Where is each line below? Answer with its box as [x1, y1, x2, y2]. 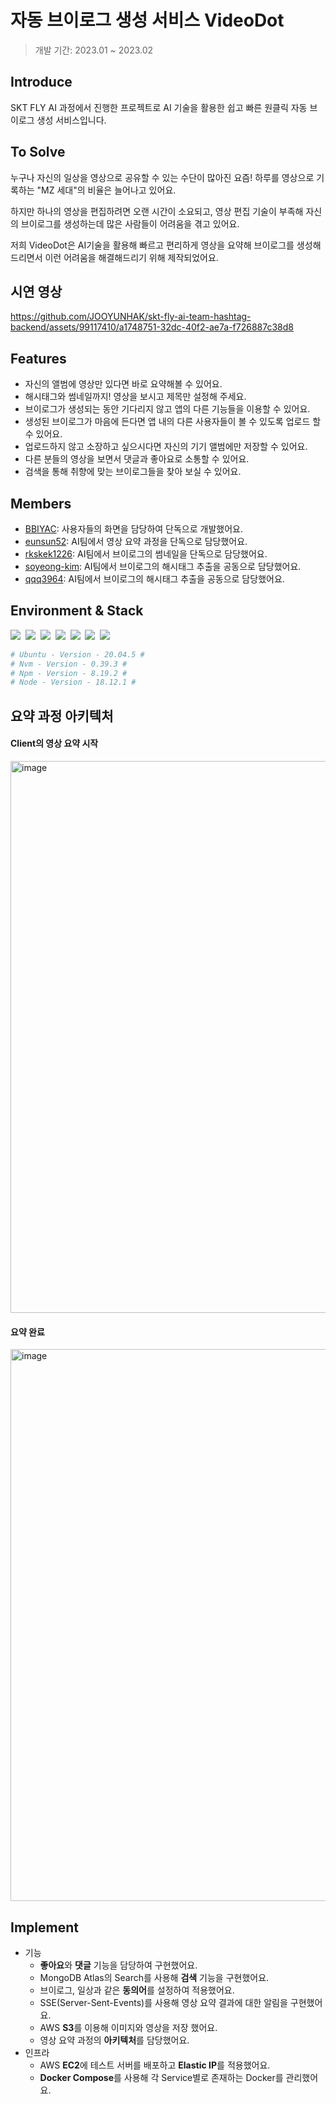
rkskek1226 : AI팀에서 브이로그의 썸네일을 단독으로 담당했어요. [24, 548, 268, 560]
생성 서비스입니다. [36, 114, 107, 126]
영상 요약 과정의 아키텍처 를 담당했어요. [39, 2034, 190, 2046]
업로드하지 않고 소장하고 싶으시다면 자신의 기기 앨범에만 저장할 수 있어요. [24, 441, 308, 453]
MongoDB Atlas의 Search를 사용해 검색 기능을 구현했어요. [39, 1971, 270, 1983]
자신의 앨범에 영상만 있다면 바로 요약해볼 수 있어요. [24, 378, 223, 390]
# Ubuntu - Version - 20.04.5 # [10, 649, 145, 660]
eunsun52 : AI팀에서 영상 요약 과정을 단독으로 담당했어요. [24, 536, 248, 547]
